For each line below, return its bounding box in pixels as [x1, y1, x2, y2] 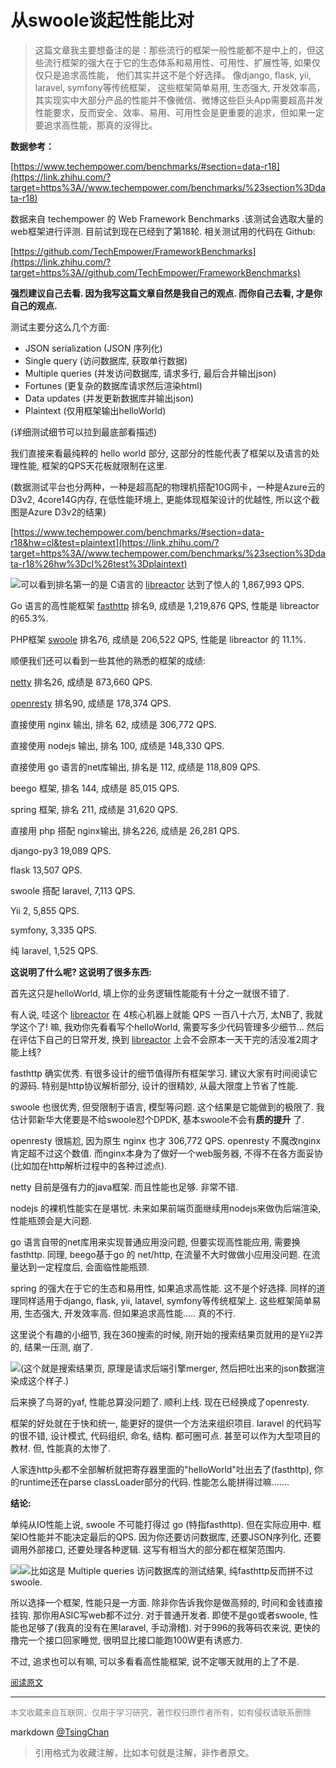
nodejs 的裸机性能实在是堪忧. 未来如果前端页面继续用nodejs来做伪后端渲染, [10, 1202, 322, 1214]
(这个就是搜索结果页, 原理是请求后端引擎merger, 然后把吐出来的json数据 [20, 1362, 317, 1374]
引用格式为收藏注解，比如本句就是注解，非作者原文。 [34, 1746, 255, 1758]
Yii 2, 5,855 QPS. [10, 904, 80, 916]
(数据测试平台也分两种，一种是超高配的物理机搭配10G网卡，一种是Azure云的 [10, 481, 325, 493]
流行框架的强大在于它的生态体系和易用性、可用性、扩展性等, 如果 [43, 56, 312, 68]
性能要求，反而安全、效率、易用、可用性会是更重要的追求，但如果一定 [34, 106, 325, 118]
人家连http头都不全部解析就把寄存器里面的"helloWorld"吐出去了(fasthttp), [10, 1463, 312, 1475]
